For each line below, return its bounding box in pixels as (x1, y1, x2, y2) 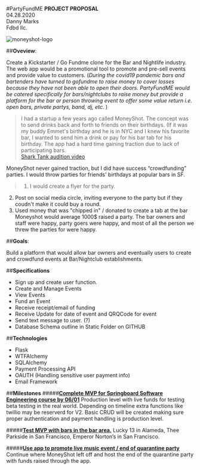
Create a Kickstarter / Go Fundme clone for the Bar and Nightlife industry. (6, 59, 187, 66)
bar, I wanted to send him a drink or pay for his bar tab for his (20, 134, 172, 141)
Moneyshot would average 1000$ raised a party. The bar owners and (14, 213, 185, 220)
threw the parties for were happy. (14, 226, 97, 233)
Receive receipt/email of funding (14, 304, 96, 311)
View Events (14, 291, 46, 298)
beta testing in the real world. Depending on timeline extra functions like (6, 402, 183, 409)
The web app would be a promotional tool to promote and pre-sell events (6, 65, 186, 72)
